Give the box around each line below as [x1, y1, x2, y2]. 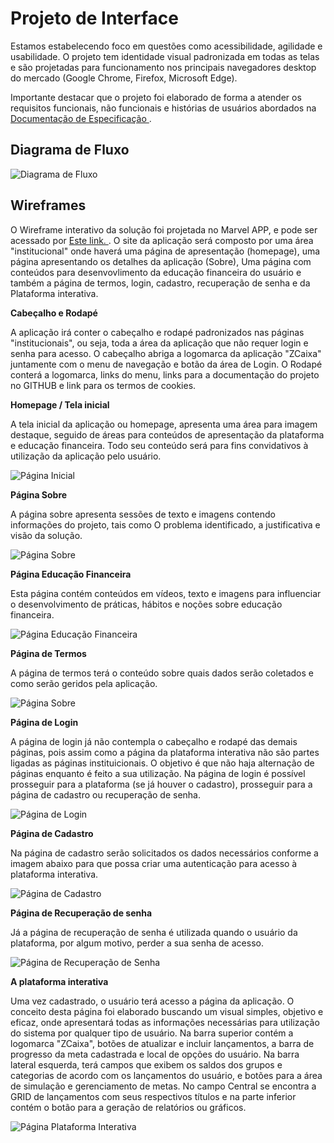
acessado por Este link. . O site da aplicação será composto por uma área [10, 234, 314, 246]
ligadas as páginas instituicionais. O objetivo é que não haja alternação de [10, 757, 315, 769]
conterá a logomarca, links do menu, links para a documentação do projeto [10, 368, 320, 381]
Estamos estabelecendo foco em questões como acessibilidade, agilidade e [10, 40, 323, 52]
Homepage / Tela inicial [10, 398, 110, 411]
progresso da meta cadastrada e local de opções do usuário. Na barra [10, 1048, 300, 1060]
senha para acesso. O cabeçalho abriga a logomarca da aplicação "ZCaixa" [10, 347, 322, 359]
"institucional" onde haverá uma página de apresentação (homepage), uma [10, 245, 321, 257]
